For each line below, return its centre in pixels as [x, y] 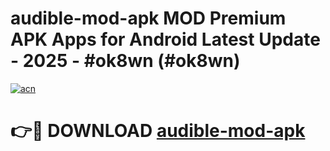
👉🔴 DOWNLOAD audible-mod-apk [158, 131]
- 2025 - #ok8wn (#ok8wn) [125, 61]
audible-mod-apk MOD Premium [148, 18]
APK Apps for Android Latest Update [165, 39]
